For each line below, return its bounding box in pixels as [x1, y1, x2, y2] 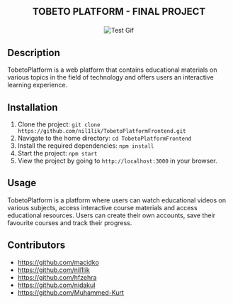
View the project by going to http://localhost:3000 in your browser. [17, 156, 217, 165]
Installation [7, 101, 58, 113]
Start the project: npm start [17, 149, 98, 158]
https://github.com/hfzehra [17, 273, 97, 281]
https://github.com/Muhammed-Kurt [17, 288, 124, 297]
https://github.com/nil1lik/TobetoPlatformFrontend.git [17, 128, 186, 135]
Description [7, 46, 60, 59]
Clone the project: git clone [17, 120, 101, 129]
